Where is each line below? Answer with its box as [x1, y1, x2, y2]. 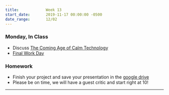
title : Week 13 [5, 7, 62, 13]
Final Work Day [12, 50, 44, 56]
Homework [5, 62, 33, 69]
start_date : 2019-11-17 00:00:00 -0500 [5, 12, 102, 17]
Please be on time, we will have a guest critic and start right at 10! [12, 79, 149, 85]
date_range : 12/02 [5, 17, 57, 22]
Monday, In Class [5, 33, 49, 40]
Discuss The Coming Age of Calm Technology [12, 45, 108, 51]
